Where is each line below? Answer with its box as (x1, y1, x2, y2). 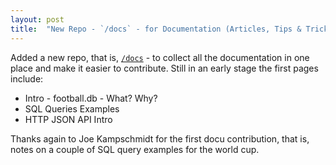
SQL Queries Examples (24, 102, 120, 115)
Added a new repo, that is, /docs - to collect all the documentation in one (10, 51, 310, 63)
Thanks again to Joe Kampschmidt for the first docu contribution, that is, (10, 132, 310, 145)
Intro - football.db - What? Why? (24, 92, 158, 104)
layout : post (10, 14, 65, 25)
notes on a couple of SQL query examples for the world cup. (10, 143, 260, 155)
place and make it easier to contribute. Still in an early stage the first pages (10, 62, 319, 74)
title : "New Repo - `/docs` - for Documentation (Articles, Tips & (10, 24, 302, 34)
